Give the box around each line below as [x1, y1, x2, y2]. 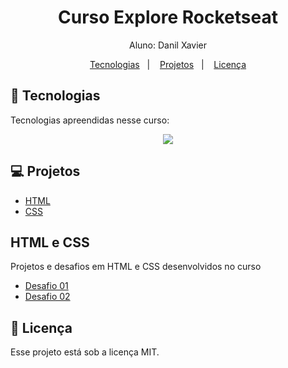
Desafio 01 [24, 280, 69, 292]
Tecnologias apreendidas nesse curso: [10, 114, 170, 126]
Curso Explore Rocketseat [58, 6, 278, 29]
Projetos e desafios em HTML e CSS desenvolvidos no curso [10, 261, 262, 273]
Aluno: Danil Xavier [128, 39, 208, 51]
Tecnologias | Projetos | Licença [89, 58, 247, 70]
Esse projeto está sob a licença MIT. [10, 346, 160, 358]
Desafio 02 [24, 291, 71, 303]
